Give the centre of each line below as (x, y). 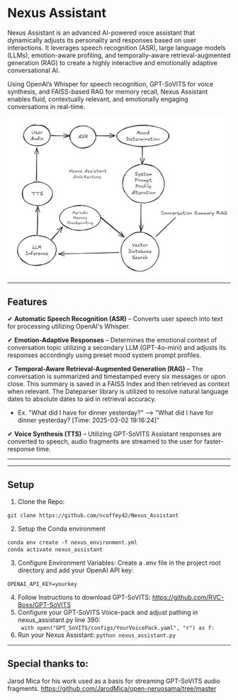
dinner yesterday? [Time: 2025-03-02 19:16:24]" (89, 420)
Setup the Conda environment (61, 529)
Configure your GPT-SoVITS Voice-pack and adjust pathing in (108, 612)
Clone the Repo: (41, 502)
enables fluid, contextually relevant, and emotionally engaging (98, 99)
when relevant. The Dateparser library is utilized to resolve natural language (118, 392)
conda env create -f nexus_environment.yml (73, 543)
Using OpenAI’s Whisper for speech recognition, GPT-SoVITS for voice (110, 84)
